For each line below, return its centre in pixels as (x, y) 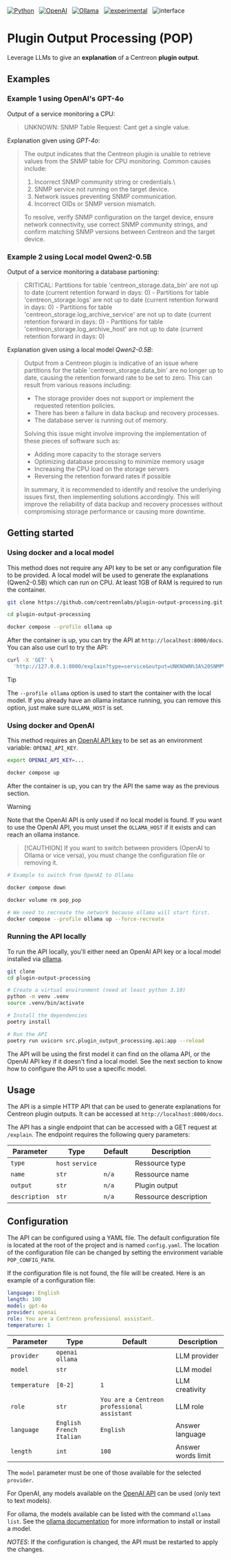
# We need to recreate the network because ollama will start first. (109, 912)
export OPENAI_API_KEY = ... (46, 761)
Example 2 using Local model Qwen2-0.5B (79, 257)
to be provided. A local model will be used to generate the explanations (108, 575)
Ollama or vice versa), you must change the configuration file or (114, 855)
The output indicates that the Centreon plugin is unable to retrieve (117, 154)
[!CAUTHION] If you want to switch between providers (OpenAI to (117, 848)
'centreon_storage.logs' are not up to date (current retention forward (121, 299)
